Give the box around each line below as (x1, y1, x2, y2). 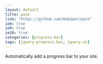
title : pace (5, 12, 30, 17)
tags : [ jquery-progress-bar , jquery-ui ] (5, 40, 90, 45)
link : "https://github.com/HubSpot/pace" (5, 16, 92, 21)
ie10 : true (5, 30, 28, 35)
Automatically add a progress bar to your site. (5, 53, 99, 59)
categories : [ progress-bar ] (5, 35, 63, 40)
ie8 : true (5, 21, 26, 26)
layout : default (5, 7, 39, 12)
